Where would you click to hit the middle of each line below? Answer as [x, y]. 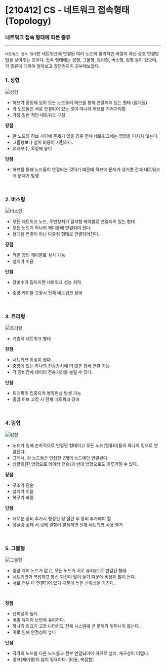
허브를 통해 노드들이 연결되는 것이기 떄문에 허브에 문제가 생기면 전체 [78, 169]
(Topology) [28, 21]
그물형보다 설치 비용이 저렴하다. [42, 142]
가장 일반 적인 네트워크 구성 [39, 115]
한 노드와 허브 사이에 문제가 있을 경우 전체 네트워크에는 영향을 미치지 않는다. [85, 136]
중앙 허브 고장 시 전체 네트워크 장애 [46, 399]
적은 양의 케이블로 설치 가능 [39, 255]
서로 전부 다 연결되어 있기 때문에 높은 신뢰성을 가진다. [63, 583]
